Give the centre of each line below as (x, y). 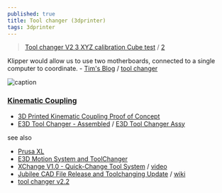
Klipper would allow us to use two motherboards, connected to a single (111, 61)
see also (20, 137)
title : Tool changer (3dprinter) (57, 21)
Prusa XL (31, 151)
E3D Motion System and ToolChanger (72, 159)
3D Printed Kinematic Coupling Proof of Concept (89, 116)
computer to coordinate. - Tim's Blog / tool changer (83, 69)
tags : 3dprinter (31, 27)
